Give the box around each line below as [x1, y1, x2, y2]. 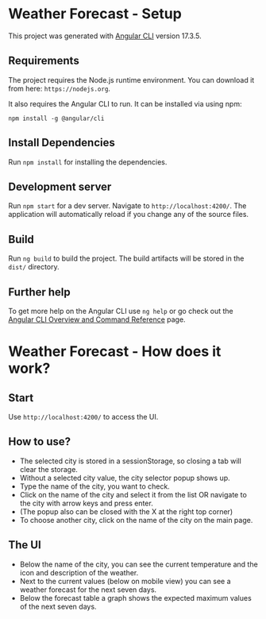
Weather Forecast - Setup [8, 5, 183, 23]
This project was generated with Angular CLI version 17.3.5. [8, 31, 202, 41]
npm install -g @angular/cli [8, 114, 105, 122]
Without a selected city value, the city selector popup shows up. [19, 473, 230, 482]
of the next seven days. [19, 602, 97, 611]
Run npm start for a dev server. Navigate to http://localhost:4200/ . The [8, 201, 247, 211]
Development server [8, 180, 112, 193]
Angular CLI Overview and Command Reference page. [8, 315, 186, 324]
